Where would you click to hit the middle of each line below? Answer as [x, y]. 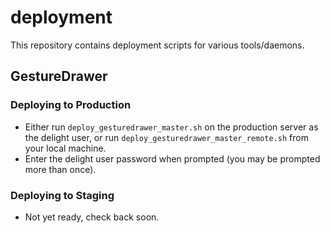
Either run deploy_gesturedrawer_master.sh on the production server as [171, 127]
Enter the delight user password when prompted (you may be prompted [172, 158]
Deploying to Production [71, 105]
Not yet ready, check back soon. [92, 217]
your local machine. [65, 148]
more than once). [60, 169]
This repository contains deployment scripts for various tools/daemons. [157, 45]
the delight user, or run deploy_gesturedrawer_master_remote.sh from [166, 137]
